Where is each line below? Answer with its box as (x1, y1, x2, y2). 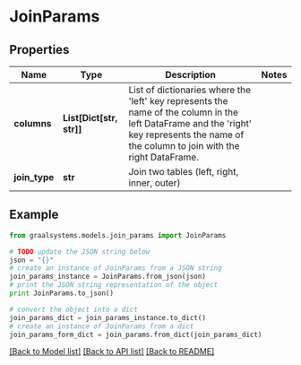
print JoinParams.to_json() (9, 289, 115, 298)
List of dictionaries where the (128, 83, 251, 96)
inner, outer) (128, 177, 181, 189)
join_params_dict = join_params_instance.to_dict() (9, 313, 206, 322)
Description (165, 69, 217, 81)
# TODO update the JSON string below (9, 247, 150, 256)
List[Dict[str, (62, 112, 118, 124)
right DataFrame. (128, 151, 200, 163)
